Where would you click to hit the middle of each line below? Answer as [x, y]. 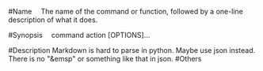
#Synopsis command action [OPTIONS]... [79, 35]
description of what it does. [53, 20]
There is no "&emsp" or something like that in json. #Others [105, 59]
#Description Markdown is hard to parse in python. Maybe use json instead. [132, 50]
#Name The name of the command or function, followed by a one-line [126, 11]
